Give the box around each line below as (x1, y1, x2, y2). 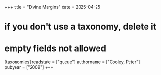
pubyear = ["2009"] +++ (4, 64, 54, 70)
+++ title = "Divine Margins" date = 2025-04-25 (4, 4, 100, 10)
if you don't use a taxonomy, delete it (4, 21, 157, 32)
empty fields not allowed (4, 43, 106, 54)
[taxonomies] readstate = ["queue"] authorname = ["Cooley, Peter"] (4, 59, 140, 65)
